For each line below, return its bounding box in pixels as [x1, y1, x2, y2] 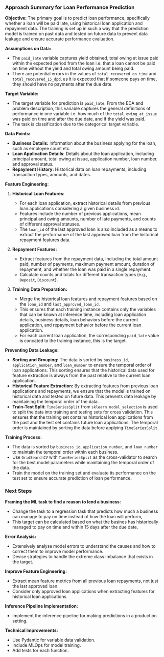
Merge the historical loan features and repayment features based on [19, 296, 158, 302]
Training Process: [5, 435, 42, 440]
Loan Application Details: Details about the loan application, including [12, 151, 154, 156]
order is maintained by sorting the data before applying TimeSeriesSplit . [12, 425, 159, 431]
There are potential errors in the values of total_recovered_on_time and [12, 71, 157, 77]
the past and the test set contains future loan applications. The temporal [12, 420, 158, 426]
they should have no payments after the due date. [12, 81, 113, 87]
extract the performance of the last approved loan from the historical [19, 232, 158, 238]
